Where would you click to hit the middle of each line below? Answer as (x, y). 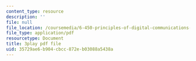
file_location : (24, 28)
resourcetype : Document (35, 38)
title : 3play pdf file (34, 44)
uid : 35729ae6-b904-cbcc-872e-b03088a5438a (60, 49)
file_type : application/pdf (40, 33)
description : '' (26, 17)
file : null (19, 22)
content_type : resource (35, 11)
